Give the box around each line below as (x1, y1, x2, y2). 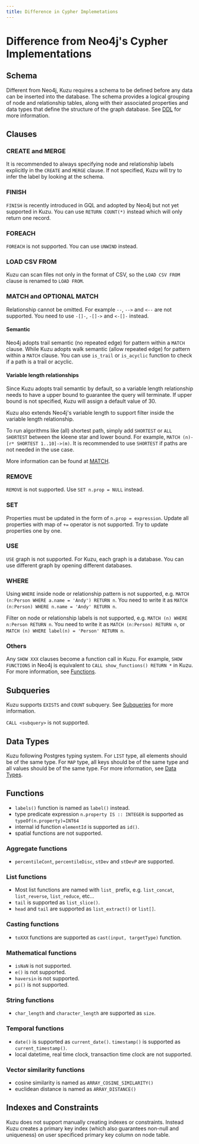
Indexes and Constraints (6, 1103, 99, 1113)
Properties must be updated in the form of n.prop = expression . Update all (6, 514, 189, 521)
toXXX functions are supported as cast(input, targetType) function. (14, 934, 182, 941)
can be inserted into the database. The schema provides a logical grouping (6, 93, 190, 100)
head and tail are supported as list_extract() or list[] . (14, 905, 156, 912)
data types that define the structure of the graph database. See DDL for (6, 105, 181, 113)
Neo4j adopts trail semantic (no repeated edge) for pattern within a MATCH (6, 339, 185, 346)
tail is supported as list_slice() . (14, 899, 100, 906)
